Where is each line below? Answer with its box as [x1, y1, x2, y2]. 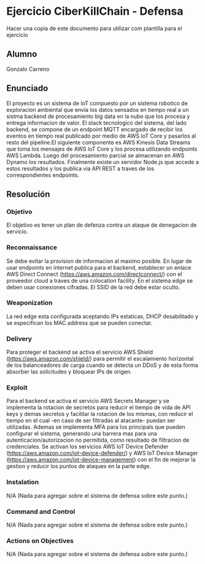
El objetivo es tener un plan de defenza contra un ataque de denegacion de [6, 221, 197, 229]
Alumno [6, 49, 37, 60]
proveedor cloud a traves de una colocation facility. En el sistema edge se [6, 276, 193, 284]
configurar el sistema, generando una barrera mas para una [6, 430, 158, 437]
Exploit [6, 383, 28, 392]
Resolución [6, 189, 50, 199]
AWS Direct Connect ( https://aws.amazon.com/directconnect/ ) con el [6, 270, 182, 278]
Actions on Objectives [6, 536, 74, 545]
